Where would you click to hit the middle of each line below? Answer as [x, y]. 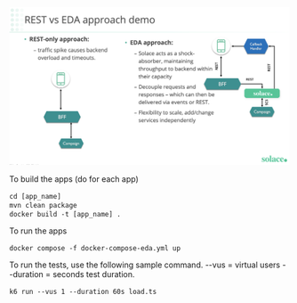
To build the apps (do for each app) [74, 179]
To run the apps [38, 231]
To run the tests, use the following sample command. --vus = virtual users [145, 265]
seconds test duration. [94, 274]
